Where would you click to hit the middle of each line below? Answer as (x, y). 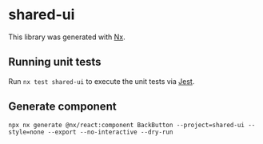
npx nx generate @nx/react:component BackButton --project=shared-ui (127, 125)
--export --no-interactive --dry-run (110, 132)
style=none (26, 132)
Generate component (63, 107)
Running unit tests (55, 62)
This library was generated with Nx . (67, 37)
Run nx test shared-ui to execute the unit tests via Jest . (102, 81)
